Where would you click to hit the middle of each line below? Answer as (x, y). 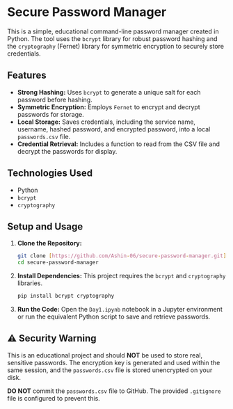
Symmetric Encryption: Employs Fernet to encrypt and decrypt (109, 107)
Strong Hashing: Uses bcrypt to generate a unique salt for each (109, 92)
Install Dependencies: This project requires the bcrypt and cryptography (121, 276)
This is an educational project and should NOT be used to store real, (105, 355)
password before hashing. (55, 99)
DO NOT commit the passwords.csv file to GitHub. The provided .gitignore (114, 391)
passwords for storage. (51, 114)
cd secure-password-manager (58, 263)
